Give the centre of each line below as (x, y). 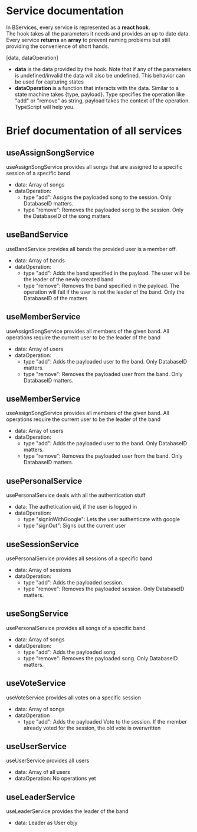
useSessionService (43, 544)
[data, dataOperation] (32, 57)
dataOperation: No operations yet (55, 778)
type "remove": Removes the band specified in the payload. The (101, 285)
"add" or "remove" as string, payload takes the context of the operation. (102, 100)
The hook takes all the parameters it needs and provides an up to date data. (98, 33)
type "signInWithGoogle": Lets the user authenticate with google (102, 519)
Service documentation (65, 11)
